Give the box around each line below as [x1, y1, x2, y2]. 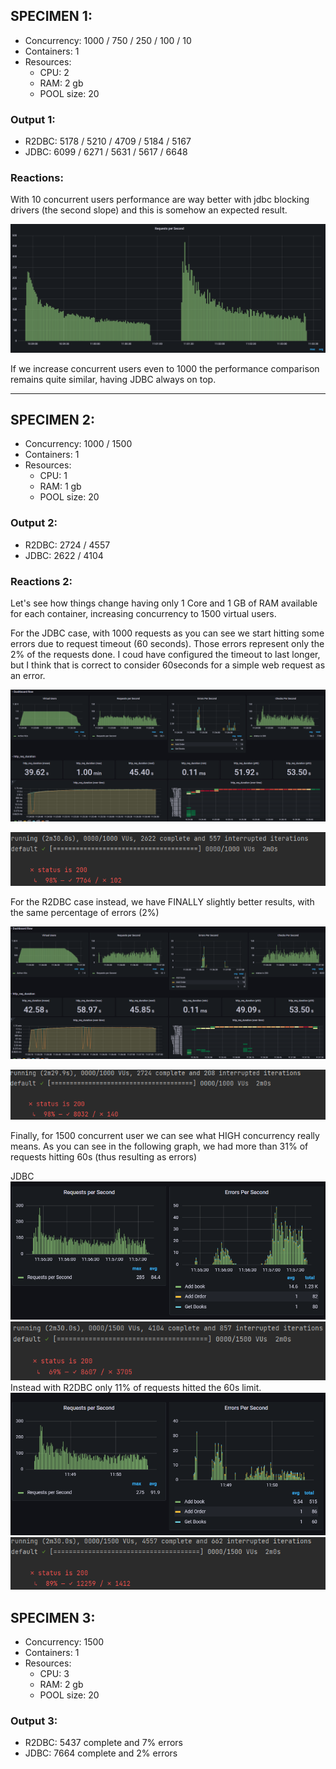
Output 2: [10, 516, 58, 530]
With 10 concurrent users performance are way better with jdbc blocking [10, 194, 310, 206]
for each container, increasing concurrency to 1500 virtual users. [10, 608, 277, 620]
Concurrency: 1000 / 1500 [24, 438, 133, 450]
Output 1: [10, 112, 56, 126]
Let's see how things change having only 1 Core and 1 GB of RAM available [10, 597, 318, 609]
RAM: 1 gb [39, 480, 82, 493]
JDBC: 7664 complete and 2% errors [24, 1747, 178, 1759]
